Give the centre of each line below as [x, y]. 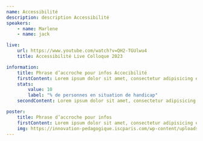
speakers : [19, 23]
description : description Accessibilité [58, 17]
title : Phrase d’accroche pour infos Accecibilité [82, 73]
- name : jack [34, 34]
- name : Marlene [38, 29]
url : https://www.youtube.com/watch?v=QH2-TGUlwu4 [82, 51]
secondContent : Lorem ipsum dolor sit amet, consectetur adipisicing [107, 101]
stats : [25, 84]
